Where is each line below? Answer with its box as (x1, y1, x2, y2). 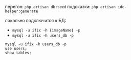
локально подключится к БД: (5, 18, 66, 23)
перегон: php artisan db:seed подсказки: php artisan (5, 4, 116, 9)
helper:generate (5, 9, 38, 14)
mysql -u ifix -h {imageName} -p (12, 28, 81, 33)
